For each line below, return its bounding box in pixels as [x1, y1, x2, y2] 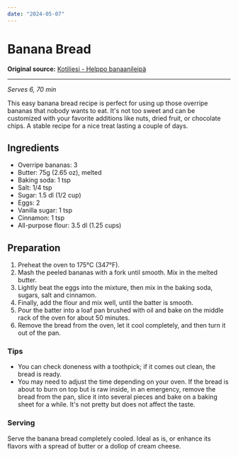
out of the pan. [17, 328, 62, 338]
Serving [7, 418, 35, 428]
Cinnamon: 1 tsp [17, 214, 65, 222]
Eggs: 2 [17, 198, 40, 207]
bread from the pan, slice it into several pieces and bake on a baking [17, 392, 217, 402]
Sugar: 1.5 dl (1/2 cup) [17, 191, 81, 200]
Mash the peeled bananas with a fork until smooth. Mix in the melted [17, 268, 218, 277]
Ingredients [7, 141, 59, 154]
